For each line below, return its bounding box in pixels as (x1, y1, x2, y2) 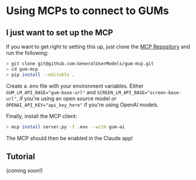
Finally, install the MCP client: (6, 112, 78, 119)
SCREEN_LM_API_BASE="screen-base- (97, 89, 182, 95)
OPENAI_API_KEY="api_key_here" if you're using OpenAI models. (6, 101, 159, 108)
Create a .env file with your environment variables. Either (6, 82, 144, 89)
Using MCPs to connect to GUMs (6, 4, 170, 18)
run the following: (6, 49, 49, 56)
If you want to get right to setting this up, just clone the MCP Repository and (6, 43, 190, 50)
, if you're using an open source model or (16, 95, 117, 102)
